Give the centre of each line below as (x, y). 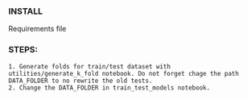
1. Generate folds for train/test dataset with (90, 66)
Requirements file (37, 29)
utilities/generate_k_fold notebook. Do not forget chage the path (124, 73)
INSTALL (25, 11)
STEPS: (23, 50)
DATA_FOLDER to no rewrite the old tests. (80, 81)
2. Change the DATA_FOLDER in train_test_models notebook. (109, 87)
